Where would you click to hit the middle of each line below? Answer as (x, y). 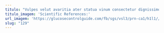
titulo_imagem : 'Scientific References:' (48, 14)
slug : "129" (17, 23)
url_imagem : (17, 18)
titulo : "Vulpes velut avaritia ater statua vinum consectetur (71, 9)
